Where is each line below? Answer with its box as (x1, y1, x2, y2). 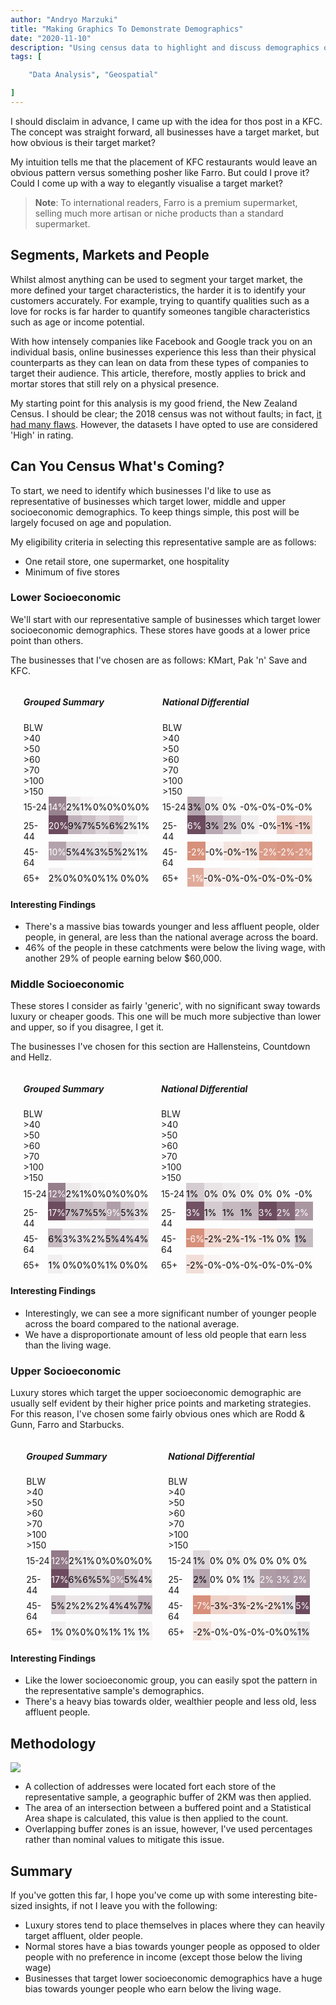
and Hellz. (10, 1051, 52, 1063)
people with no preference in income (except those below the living (24, 1951, 303, 1963)
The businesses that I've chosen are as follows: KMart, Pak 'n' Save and (10, 654, 308, 666)
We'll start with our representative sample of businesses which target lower (10, 613, 322, 625)
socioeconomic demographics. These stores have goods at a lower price (10, 624, 311, 636)
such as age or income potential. (10, 316, 145, 328)
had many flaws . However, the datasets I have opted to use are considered (10, 418, 318, 430)
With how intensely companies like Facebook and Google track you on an (10, 335, 313, 347)
